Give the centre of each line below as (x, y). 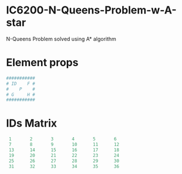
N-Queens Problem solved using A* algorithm (61, 39)
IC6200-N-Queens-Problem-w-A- (92, 10)
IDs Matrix (32, 123)
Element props (42, 63)
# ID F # (21, 83)
